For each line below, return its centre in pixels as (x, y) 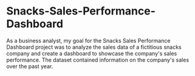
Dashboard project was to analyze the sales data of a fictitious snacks (94, 47)
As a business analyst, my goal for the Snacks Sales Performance (88, 40)
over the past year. (30, 66)
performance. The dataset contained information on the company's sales (98, 60)
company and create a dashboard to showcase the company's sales (92, 53)
